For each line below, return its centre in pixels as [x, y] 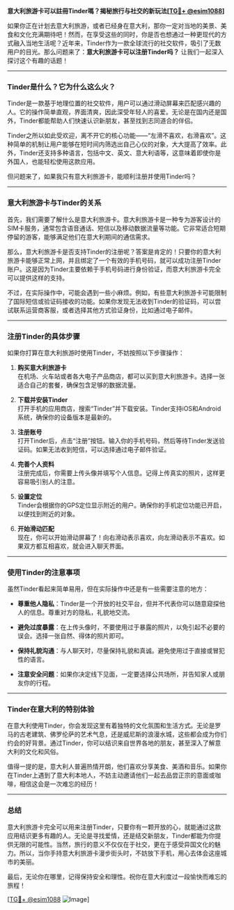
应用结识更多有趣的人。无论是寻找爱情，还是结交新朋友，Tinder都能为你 [111, 835]
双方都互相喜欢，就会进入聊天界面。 [75, 546]
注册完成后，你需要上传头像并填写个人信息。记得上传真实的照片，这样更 [121, 472]
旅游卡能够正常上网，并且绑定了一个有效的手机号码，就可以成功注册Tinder [114, 260]
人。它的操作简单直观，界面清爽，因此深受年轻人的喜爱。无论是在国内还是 [114, 112]
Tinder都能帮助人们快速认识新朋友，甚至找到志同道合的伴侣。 [108, 121]
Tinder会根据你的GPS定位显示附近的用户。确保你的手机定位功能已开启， [121, 505]
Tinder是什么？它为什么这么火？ [62, 86]
